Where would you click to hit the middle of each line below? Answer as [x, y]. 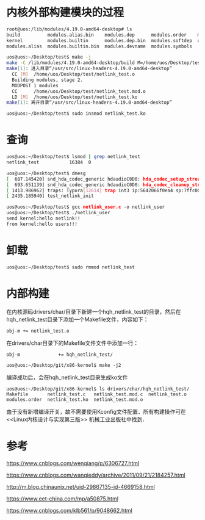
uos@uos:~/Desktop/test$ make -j [49, 57]
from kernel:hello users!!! [42, 224]
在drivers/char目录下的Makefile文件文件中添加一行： [73, 343]
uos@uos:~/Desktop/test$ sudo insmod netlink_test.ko [76, 114]
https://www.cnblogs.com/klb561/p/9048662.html [69, 511]
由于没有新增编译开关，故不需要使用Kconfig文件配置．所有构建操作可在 [96, 411]
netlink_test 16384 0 [49, 162]
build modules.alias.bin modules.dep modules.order [97, 35]
